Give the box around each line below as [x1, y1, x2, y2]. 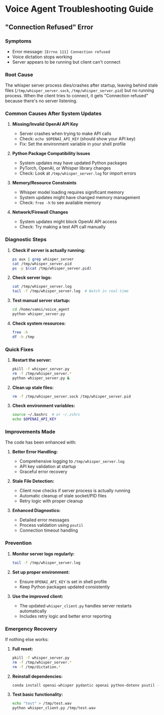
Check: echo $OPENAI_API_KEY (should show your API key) [19, 136, 136, 142]
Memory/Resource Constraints [12, 180, 77, 186]
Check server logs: [12, 275, 52, 281]
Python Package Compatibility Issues [12, 151, 91, 156]
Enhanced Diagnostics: [12, 508, 61, 514]
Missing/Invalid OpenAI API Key [12, 121, 78, 127]
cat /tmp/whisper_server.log [12, 284, 72, 289]
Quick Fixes [5, 346, 34, 353]
